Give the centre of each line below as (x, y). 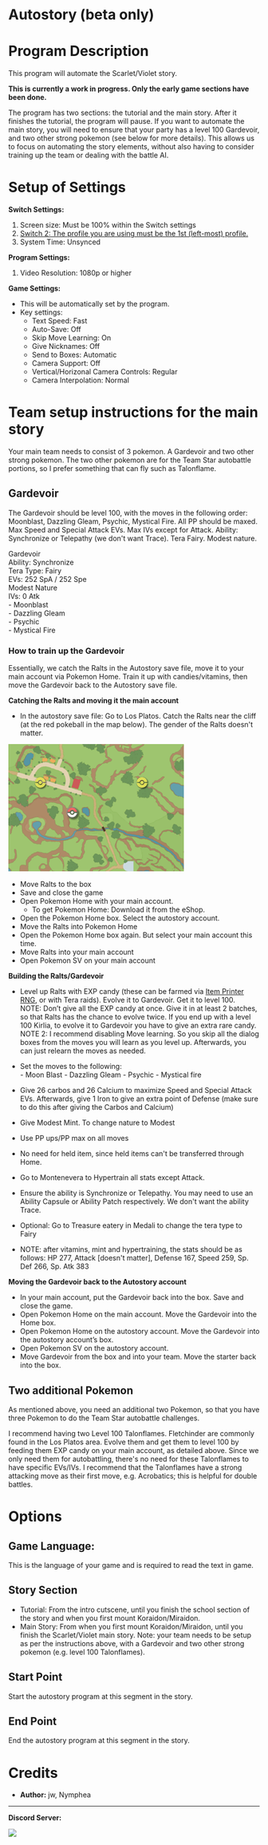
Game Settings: (35, 288)
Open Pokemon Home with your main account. (97, 901)
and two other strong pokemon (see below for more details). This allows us (132, 138)
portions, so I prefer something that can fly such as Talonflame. (112, 468)
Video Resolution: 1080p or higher (76, 273)
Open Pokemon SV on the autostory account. (94, 1348)
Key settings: (41, 312)
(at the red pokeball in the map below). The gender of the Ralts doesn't (136, 725)
